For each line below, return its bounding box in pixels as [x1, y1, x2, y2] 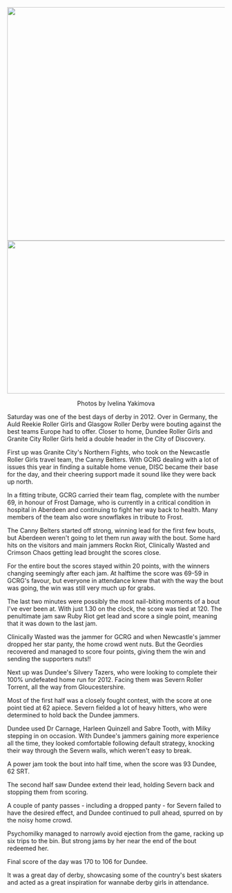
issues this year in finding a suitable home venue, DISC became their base [7, 463, 219, 471]
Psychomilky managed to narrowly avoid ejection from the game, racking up [7, 829, 224, 838]
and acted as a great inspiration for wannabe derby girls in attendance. [7, 878, 209, 886]
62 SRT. [7, 767, 30, 775]
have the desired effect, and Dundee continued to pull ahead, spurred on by [7, 809, 223, 817]
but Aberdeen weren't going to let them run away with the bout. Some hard [7, 534, 221, 542]
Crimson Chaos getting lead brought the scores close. [7, 549, 161, 556]
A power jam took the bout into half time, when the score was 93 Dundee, [7, 760, 217, 768]
